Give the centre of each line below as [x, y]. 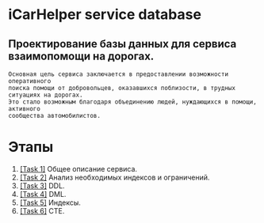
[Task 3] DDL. [42, 185]
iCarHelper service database [105, 15]
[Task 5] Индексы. [50, 202]
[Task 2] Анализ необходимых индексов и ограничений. [115, 177]
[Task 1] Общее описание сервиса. [78, 168]
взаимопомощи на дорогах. [81, 56]
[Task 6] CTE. [42, 210]
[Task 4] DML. [43, 194]
